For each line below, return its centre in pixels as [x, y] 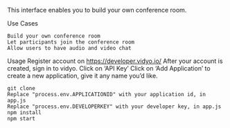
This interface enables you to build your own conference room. [97, 10]
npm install [24, 113]
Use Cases [23, 23]
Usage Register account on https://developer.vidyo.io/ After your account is [115, 61]
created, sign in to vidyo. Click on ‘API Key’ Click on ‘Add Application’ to [109, 68]
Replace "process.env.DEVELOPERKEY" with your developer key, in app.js [114, 107]
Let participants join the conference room [71, 42]
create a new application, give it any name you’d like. [82, 76]
